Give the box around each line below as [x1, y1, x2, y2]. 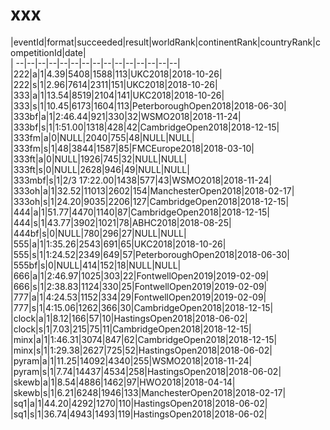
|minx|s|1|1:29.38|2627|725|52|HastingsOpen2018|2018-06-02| [10, 344, 273, 356]
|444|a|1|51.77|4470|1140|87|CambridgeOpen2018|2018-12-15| [10, 206, 270, 218]
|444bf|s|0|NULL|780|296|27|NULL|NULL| [10, 227, 187, 239]
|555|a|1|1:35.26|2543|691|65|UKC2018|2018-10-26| [10, 238, 227, 250]
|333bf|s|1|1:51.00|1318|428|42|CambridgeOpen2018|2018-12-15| [10, 121, 280, 133]
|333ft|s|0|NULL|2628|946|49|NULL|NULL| [10, 163, 190, 175]
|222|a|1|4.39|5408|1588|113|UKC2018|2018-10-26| [10, 68, 223, 80]
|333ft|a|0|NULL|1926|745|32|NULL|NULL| [10, 153, 188, 165]
